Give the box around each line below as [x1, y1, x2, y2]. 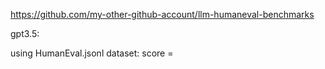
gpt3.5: [10, 28, 40, 39]
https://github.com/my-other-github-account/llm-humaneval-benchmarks [10, 9, 315, 20]
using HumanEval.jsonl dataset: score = [10, 47, 174, 59]
